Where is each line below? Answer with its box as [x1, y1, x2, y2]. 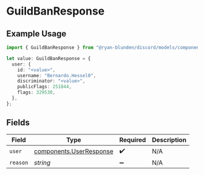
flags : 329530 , [17, 89, 56, 95]
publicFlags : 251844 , [17, 84, 72, 90]
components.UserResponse [34, 147, 114, 156]
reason [9, 159, 29, 166]
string [34, 158, 51, 166]
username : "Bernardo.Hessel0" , [17, 72, 97, 78]
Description [151, 136, 187, 144]
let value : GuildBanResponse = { [6, 55, 91, 61]
